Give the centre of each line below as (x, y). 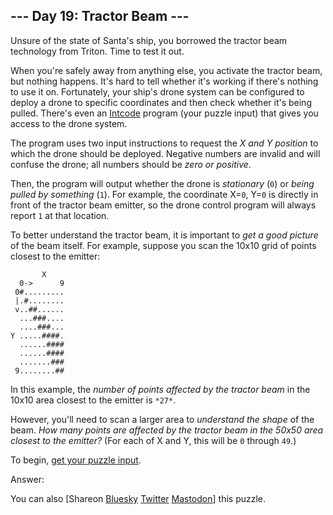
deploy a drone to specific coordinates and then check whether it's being (161, 102)
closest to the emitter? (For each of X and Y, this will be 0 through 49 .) (153, 440)
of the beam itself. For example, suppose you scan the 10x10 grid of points (163, 245)
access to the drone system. (69, 123)
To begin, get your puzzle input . (76, 460)
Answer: (27, 479)
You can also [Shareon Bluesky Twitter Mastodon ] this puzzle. (138, 498)
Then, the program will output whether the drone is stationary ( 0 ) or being (162, 183)
